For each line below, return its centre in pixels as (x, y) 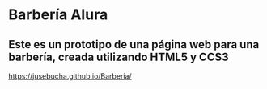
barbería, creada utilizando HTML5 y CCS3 (119, 57)
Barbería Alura (58, 15)
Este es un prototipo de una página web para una (134, 44)
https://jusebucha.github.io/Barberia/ (70, 76)
